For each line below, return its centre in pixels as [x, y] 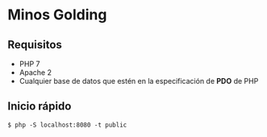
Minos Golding [57, 15]
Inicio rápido [40, 106]
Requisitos [35, 45]
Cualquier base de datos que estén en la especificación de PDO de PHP [139, 81]
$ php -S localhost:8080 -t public [67, 125]
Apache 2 [35, 73]
